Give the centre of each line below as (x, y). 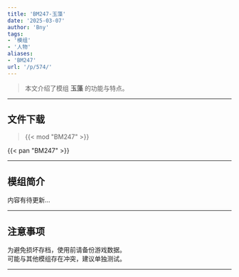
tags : (15, 34)
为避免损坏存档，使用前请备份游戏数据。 (67, 250)
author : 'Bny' (28, 27)
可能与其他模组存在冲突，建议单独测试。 (67, 259)
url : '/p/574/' (30, 67)
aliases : (20, 54)
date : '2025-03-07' (36, 21)
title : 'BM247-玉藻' (37, 14)
